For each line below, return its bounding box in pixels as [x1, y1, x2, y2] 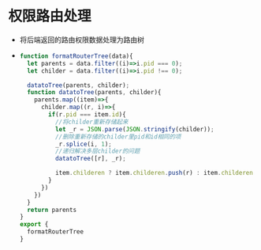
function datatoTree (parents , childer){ [27, 89, 162, 97]
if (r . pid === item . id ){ [48, 111, 126, 119]
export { [19, 221, 49, 229]
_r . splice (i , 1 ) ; [54, 140, 113, 148]
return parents [27, 206, 77, 214]
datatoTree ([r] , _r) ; [54, 155, 126, 163]
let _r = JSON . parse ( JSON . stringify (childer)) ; [54, 125, 214, 133]
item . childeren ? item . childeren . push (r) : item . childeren [54, 169, 254, 177]
